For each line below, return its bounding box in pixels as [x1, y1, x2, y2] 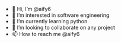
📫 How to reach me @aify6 [11, 31, 80, 37]
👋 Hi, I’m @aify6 [11, 6, 52, 12]
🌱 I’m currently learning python [11, 18, 88, 24]
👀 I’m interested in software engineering [11, 12, 110, 19]
